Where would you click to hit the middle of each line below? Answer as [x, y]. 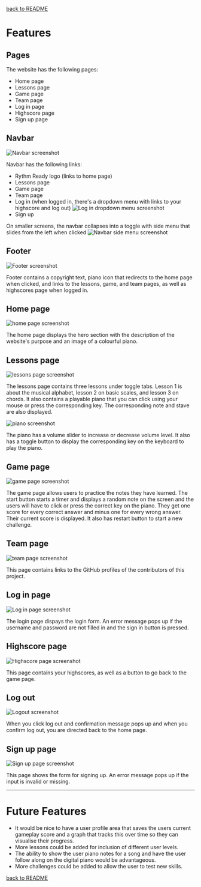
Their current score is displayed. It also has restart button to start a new [95, 518]
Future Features [46, 812]
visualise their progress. [45, 841]
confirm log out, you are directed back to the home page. [77, 730]
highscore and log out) [43, 208]
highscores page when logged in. [47, 290]
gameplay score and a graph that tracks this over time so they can [96, 835]
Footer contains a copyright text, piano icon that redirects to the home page [99, 277]
